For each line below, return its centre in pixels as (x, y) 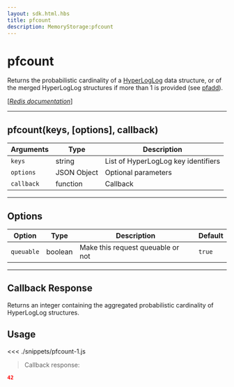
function (69, 184)
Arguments (30, 149)
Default (211, 236)
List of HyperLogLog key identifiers (163, 161)
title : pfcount (29, 20)
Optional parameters (139, 173)
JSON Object (77, 173)
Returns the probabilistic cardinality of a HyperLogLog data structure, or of (115, 80)
